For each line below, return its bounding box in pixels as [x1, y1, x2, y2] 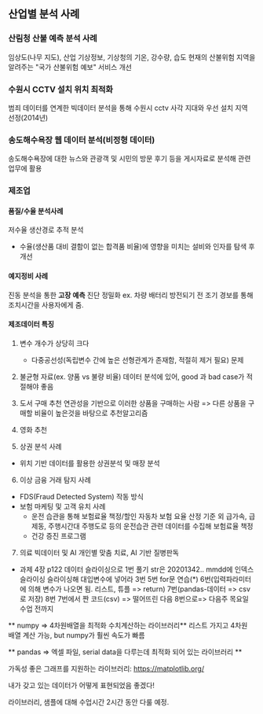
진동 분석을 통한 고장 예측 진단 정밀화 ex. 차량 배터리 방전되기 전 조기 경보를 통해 [8, 290, 254, 300]
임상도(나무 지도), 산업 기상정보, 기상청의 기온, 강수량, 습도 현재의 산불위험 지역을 [8, 52, 256, 61]
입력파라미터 [213, 574, 252, 583]
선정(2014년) [8, 112, 49, 122]
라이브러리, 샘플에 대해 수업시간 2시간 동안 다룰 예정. [8, 697, 170, 706]
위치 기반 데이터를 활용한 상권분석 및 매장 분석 [19, 458, 160, 468]
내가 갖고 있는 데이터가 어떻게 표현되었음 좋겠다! [8, 680, 155, 690]
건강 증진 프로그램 [31, 531, 86, 540]
